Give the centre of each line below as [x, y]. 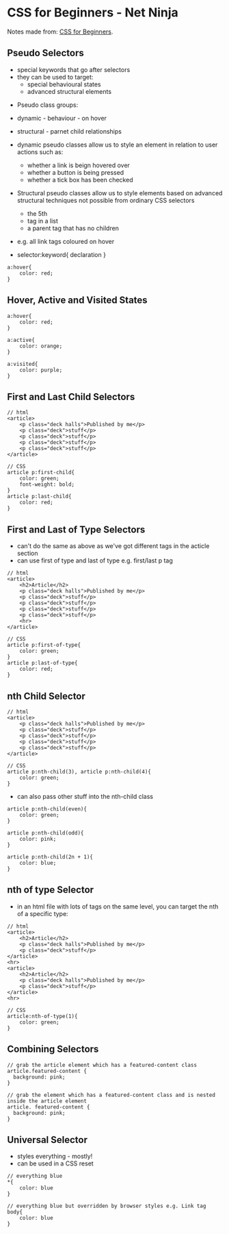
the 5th [37, 213]
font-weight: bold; [47, 484]
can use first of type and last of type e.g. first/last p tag [95, 560]
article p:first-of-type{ [44, 645]
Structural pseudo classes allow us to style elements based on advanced [120, 193]
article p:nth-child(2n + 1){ [50, 857]
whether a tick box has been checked [80, 180]
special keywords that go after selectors [73, 69]
